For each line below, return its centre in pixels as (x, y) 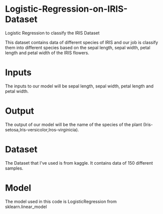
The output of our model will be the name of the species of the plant (74, 124)
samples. (14, 168)
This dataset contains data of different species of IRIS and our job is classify (82, 42)
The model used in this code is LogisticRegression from (61, 201)
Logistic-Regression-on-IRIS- (66, 9)
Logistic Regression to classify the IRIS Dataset (52, 33)
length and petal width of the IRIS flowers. (47, 53)
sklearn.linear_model (26, 207)
